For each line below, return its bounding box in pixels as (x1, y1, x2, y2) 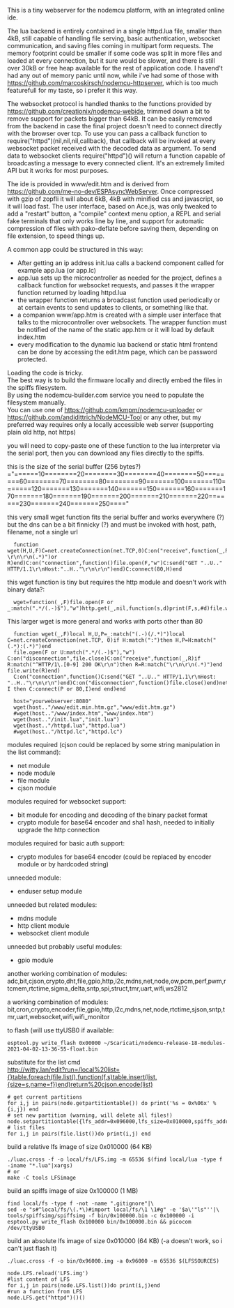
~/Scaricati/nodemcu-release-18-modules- (103, 1039, 226, 1046)
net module (17, 762, 50, 769)
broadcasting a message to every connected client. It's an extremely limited (7, 159, 225, 167)
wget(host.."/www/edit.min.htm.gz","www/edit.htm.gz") (13, 704, 176, 711)
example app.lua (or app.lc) (17, 266, 96, 274)
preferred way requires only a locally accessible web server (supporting (7, 421, 214, 428)
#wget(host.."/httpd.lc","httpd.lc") (13, 728, 123, 735)
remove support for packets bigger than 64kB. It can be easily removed (7, 114, 212, 123)
